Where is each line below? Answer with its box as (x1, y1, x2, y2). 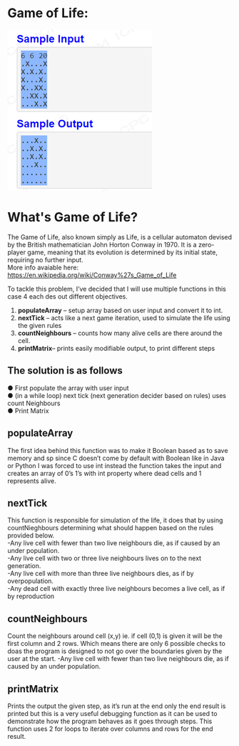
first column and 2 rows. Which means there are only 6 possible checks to (7, 640, 226, 648)
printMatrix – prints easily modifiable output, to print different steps (17, 344, 215, 352)
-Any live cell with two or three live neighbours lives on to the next (7, 554, 202, 562)
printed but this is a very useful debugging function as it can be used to (7, 709, 218, 717)
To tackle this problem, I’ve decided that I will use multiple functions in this (7, 284, 226, 293)
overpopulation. (7, 577, 54, 585)
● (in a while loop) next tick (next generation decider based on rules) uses (7, 391, 227, 399)
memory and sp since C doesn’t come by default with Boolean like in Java (7, 454, 225, 462)
